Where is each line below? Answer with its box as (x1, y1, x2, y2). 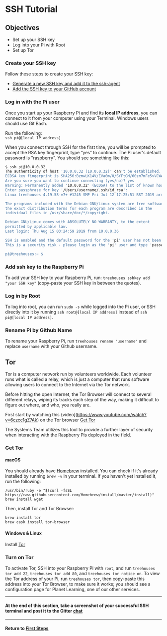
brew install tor (5, 515, 41, 520)
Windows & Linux (5, 530, 42, 536)
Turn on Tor (5, 554, 34, 561)
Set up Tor (12, 47, 34, 53)
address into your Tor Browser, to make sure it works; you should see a (5, 581, 151, 587)
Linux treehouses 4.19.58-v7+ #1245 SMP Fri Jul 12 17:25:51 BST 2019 (5, 192, 155, 197)
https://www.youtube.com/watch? (77, 412, 147, 418)
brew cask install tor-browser (5, 520, 70, 525)
